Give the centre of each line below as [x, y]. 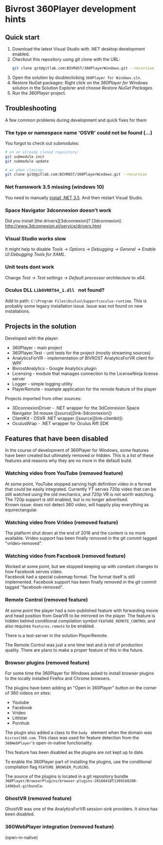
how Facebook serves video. [34, 572]
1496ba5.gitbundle [24, 786]
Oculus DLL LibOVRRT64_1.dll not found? [55, 290]
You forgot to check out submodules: [42, 143]
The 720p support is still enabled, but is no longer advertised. [67, 499]
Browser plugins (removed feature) [47, 662]
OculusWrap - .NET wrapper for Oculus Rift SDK [60, 423]
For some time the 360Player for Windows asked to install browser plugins [80, 673]
